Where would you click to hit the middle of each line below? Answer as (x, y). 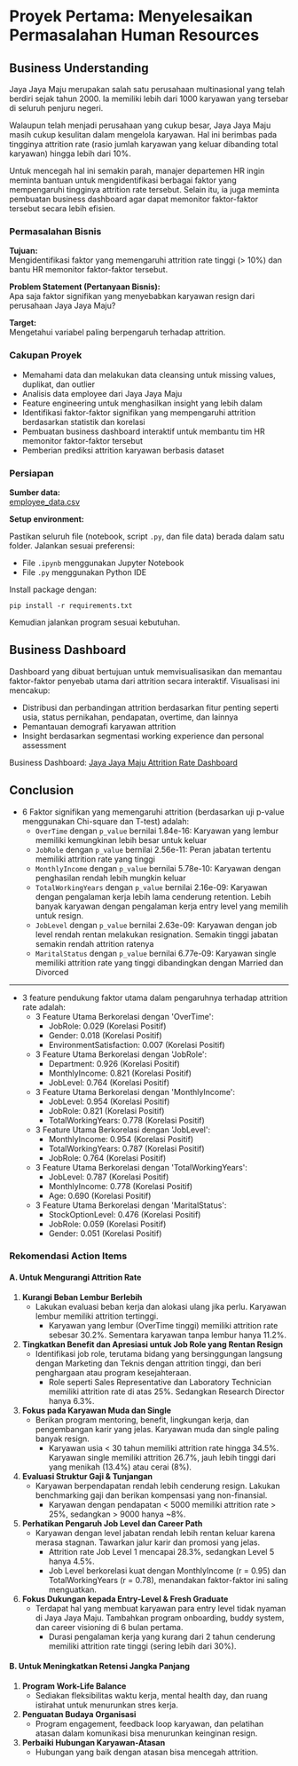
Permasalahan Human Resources (134, 35)
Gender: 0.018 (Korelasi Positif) (105, 1035)
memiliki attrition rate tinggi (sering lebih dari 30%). (142, 1646)
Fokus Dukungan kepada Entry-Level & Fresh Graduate (125, 1598)
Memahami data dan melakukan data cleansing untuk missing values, (149, 374)
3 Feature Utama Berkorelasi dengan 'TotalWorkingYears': (141, 1167)
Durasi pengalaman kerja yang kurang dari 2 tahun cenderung (162, 1636)
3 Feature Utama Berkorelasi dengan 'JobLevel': (123, 1130)
